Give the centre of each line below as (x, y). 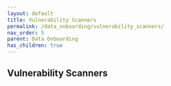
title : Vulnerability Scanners (52, 20)
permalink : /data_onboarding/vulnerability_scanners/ (86, 26)
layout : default (30, 13)
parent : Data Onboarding (43, 39)
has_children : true (35, 45)
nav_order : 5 (26, 33)
